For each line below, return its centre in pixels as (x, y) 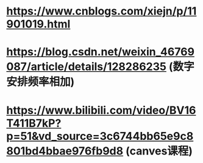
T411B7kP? (34, 123)
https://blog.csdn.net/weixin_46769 (101, 52)
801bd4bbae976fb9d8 (65, 151)
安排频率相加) (41, 82)
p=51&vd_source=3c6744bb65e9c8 (100, 136)
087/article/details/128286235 (86, 67)
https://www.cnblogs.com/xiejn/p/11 (101, 11)
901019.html (38, 24)
